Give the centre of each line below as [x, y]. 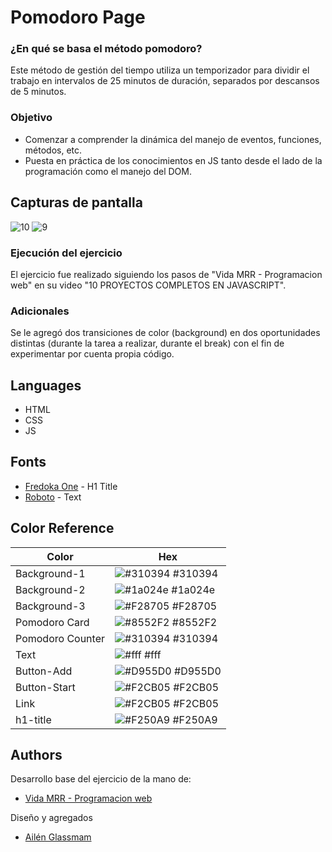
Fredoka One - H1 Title [71, 486]
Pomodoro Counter [60, 638]
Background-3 [50, 606]
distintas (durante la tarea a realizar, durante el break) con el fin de [147, 343]
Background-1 [50, 573]
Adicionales [40, 311]
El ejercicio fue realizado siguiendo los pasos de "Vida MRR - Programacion [166, 274]
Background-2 [50, 589]
